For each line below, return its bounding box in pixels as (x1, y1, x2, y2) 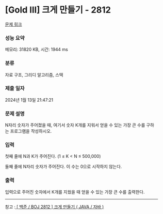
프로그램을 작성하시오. (10, 128, 52, 134)
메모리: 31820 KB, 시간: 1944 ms (5, 46, 68, 52)
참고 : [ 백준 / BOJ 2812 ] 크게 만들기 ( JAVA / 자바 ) (5, 204, 104, 210)
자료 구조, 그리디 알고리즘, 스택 (5, 72, 64, 77)
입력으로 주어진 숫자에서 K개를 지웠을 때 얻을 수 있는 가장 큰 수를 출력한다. (5, 189, 145, 195)
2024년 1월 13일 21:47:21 (5, 97, 53, 103)
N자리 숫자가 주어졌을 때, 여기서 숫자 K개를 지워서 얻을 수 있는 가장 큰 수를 (5, 122, 146, 128)
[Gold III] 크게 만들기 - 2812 (5, 4, 111, 15)
